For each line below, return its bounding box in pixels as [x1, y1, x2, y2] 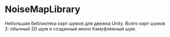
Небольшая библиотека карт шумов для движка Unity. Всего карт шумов [5, 20, 165, 26]
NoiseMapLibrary [5, 4, 80, 15]
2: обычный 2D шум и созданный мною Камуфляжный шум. [5, 25, 136, 31]
